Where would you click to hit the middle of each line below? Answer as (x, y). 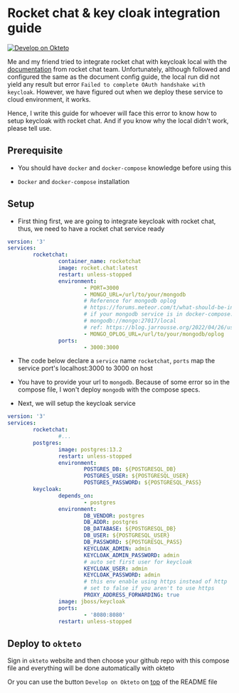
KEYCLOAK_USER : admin (116, 569)
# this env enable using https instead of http (155, 582)
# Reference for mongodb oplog (130, 301)
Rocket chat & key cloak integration (114, 13)
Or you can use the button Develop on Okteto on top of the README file (112, 682)
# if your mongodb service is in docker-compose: (159, 314)
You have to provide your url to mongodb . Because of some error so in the (123, 382)
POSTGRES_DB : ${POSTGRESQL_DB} (130, 469)
